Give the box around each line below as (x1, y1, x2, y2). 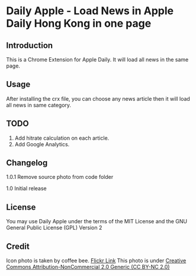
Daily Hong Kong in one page (6, 17, 152, 30)
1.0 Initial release (6, 185, 47, 192)
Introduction (6, 40, 53, 50)
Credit (6, 241, 30, 251)
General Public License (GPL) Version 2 (6, 224, 102, 232)
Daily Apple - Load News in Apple (6, 4, 173, 18)
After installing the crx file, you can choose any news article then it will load (6, 95, 191, 102)
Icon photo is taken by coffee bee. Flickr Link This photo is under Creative (6, 257, 187, 264)
